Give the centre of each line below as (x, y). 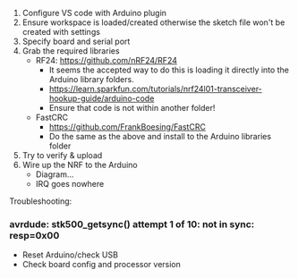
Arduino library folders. (91, 79)
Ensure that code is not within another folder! (132, 108)
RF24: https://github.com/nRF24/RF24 (106, 60)
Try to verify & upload (62, 155)
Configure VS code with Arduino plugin (94, 13)
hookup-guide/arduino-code (102, 98)
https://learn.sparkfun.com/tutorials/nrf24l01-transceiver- (155, 89)
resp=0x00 (34, 235)
